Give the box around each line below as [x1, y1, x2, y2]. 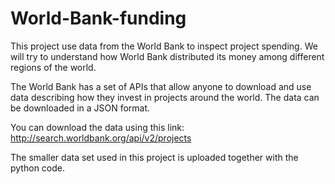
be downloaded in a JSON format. [10, 102, 151, 114]
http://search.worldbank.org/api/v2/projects [10, 132, 192, 144]
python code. [10, 162, 65, 174]
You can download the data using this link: [10, 121, 185, 133]
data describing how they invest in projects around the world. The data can [10, 91, 320, 103]
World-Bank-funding [10, 7, 187, 30]
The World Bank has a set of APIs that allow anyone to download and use [10, 80, 312, 92]
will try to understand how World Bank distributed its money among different [10, 50, 325, 62]
